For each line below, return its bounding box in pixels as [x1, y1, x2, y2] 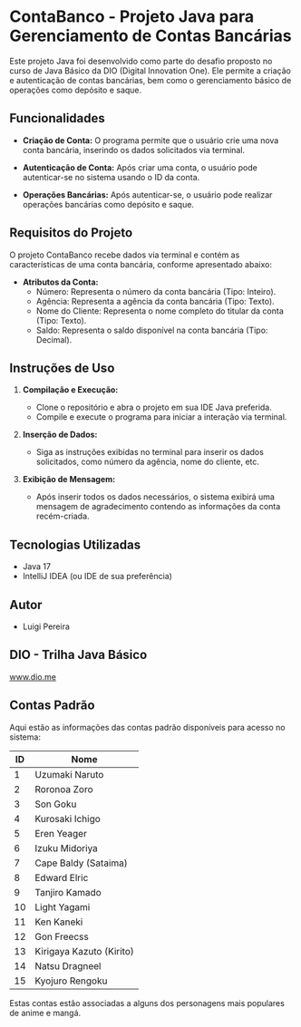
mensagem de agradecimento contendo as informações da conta [35, 501, 281, 512]
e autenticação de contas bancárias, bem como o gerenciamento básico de [9, 74, 292, 85]
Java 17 [22, 561, 52, 572]
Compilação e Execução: [22, 384, 119, 395]
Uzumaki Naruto [34, 768, 104, 780]
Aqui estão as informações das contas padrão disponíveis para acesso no [9, 722, 286, 732]
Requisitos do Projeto [9, 225, 133, 241]
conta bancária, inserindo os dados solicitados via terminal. [22, 144, 246, 155]
